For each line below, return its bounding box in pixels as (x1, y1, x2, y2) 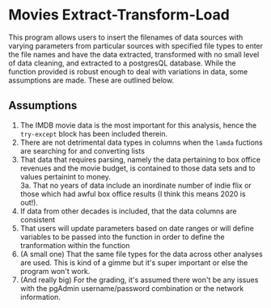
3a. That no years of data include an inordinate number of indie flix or (19, 180, 252, 190)
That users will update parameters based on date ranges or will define (19, 223, 255, 233)
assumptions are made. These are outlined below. (8, 75, 175, 85)
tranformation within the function (19, 240, 130, 250)
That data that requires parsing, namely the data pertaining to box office (19, 154, 261, 164)
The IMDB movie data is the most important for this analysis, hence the (19, 120, 257, 130)
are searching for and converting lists (19, 146, 146, 155)
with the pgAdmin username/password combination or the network (19, 283, 244, 293)
